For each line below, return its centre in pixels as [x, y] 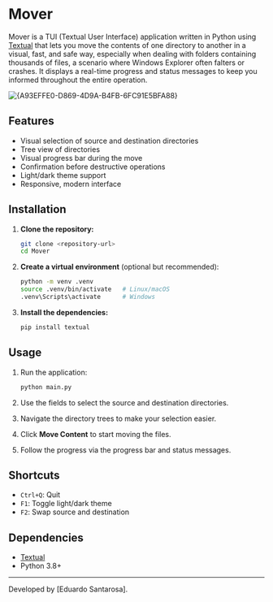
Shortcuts [34, 475]
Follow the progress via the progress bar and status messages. [126, 450]
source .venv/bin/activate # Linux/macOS [95, 289]
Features [31, 121]
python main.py [46, 387]
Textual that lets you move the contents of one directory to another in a [127, 45]
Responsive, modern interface [71, 184]
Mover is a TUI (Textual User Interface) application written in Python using [132, 37]
